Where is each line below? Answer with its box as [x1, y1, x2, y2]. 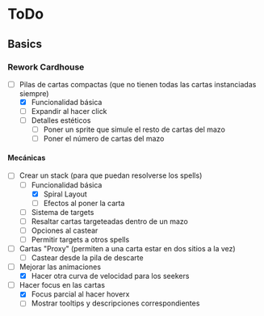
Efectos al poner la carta [43, 198, 125, 208]
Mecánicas [7, 153, 46, 162]
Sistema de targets [31, 207, 94, 217]
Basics [7, 37, 42, 51]
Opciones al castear [31, 225, 98, 235]
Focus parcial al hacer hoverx [31, 289, 130, 299]
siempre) [19, 88, 49, 98]
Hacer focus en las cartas [19, 280, 106, 290]
